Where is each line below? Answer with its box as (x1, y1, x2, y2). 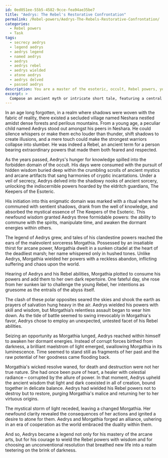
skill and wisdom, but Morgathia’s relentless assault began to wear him (5, 307, 151, 313)
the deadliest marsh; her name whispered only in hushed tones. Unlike (5, 251, 150, 257)
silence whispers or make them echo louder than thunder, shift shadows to (5, 131, 159, 137)
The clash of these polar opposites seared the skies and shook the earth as (5, 297, 160, 303)
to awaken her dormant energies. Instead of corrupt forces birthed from (5, 338, 153, 344)
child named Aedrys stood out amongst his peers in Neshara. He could (5, 126, 151, 132)
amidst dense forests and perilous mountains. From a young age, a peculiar (5, 120, 160, 126)
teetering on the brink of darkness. (5, 447, 77, 453)
